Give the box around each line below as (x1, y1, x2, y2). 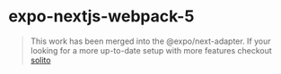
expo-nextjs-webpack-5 (8, 6, 195, 27)
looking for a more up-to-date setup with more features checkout (30, 45, 273, 55)
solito (30, 54, 51, 65)
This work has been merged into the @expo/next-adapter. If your (30, 36, 271, 46)
